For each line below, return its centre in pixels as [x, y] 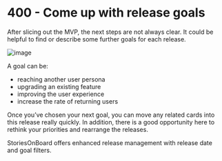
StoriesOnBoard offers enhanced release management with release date [110, 142]
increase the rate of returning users [68, 101]
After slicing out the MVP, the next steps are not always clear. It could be [110, 32]
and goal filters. [29, 150]
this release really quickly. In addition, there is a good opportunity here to [111, 122]
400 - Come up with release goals [106, 13]
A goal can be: [28, 66]
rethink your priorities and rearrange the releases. [78, 129]
